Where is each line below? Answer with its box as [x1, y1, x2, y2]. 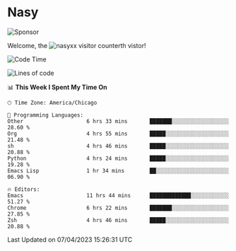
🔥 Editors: [7, 185, 40, 193]
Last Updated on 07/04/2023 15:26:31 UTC [7, 235, 133, 244]
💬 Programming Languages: [7, 111, 83, 119]
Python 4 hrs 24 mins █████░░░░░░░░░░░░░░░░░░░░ [7, 155, 230, 162]
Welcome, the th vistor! [7, 41, 146, 49]
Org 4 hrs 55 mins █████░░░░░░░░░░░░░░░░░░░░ [7, 130, 230, 137]
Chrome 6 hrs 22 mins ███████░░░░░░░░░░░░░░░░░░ [7, 204, 230, 211]
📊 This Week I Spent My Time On [7, 83, 107, 91]
